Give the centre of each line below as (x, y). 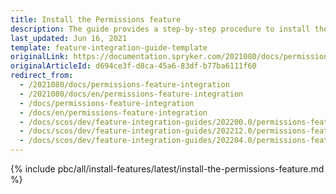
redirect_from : (42, 76)
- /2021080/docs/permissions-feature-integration (124, 85)
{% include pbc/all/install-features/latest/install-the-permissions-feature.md (167, 169)
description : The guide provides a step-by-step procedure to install (160, 29)
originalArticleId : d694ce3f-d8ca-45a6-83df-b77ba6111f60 (133, 66)
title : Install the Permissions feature (96, 19)
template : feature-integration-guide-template (109, 47)
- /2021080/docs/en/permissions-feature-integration (131, 94)
